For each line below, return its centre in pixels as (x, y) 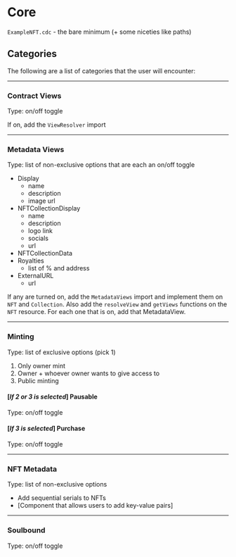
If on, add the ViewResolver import (57, 125)
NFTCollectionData (45, 254)
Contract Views (34, 96)
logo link (40, 231)
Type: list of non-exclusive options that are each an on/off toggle (101, 165)
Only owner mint (41, 365)
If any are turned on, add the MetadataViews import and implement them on (115, 297)
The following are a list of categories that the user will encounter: (101, 70)
